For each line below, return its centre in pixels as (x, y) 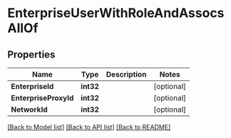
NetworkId (29, 110)
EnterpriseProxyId (42, 98)
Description (126, 74)
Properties (31, 54)
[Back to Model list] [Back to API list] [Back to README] (89, 127)
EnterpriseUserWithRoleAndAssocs (116, 13)
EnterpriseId (32, 86)
